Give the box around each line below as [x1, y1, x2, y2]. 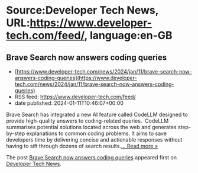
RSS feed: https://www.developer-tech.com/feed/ [14, 93, 136, 100]
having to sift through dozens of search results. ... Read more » [6, 143, 158, 149]
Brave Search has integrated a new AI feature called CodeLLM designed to [6, 111, 188, 118]
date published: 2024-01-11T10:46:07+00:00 [14, 100, 124, 107]
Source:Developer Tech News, [6, 4, 158, 17]
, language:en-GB [84, 29, 173, 42]
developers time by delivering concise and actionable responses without [6, 136, 183, 143]
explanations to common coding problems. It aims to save [26, 130, 167, 137]
